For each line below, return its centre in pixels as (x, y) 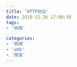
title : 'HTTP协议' (27, 11)
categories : (20, 39)
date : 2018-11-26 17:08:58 (39, 17)
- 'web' (15, 50)
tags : (13, 22)
